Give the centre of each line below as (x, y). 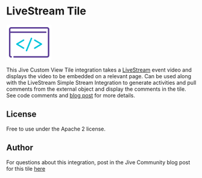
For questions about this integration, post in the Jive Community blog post (98, 162)
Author (20, 148)
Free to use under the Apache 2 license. (56, 129)
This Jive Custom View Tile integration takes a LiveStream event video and (99, 70)
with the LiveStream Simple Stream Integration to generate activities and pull (101, 82)
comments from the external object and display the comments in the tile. (96, 89)
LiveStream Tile (46, 11)
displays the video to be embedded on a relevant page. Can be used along (99, 76)
